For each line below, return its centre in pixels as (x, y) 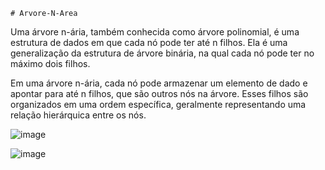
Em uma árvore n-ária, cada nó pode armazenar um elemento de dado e (159, 83)
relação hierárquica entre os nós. (78, 115)
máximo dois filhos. (50, 63)
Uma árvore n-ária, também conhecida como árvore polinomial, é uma (155, 32)
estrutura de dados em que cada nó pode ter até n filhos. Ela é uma (149, 42)
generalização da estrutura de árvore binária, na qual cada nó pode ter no (162, 53)
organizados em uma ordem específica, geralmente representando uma (158, 104)
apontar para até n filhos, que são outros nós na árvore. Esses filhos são (159, 93)
